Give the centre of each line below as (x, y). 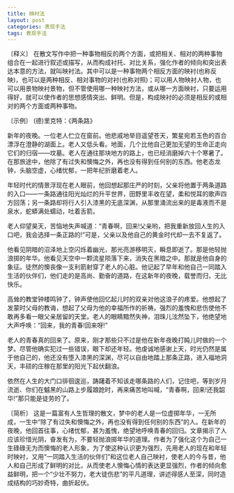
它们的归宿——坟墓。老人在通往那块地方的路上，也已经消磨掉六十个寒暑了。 (117, 153)
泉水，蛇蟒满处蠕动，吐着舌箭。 (53, 211)
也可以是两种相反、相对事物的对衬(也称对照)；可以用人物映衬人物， (119, 80)
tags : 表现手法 (27, 33)
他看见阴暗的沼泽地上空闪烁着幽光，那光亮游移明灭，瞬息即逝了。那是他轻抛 (117, 250)
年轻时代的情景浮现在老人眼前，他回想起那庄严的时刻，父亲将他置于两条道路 (117, 185)
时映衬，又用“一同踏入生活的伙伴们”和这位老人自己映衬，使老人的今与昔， (114, 457)
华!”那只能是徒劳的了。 (40, 398)
